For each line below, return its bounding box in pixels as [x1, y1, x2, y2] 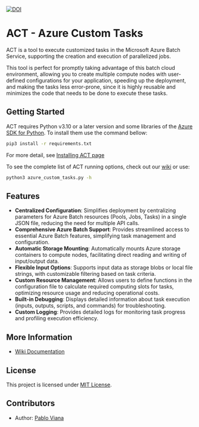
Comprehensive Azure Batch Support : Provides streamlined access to [14, 226, 189, 233]
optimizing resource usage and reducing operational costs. [14, 290, 160, 297]
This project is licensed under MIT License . [6, 381, 112, 388]
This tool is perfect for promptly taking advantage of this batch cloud [6, 64, 176, 71]
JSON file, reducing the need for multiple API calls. [14, 220, 140, 227]
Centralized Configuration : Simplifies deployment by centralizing [14, 207, 176, 214]
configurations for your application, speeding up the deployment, [26, 76, 186, 84]
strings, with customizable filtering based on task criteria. [14, 271, 156, 278]
